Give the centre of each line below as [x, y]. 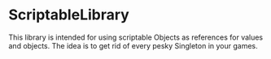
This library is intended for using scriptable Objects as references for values [136, 37]
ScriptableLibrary [69, 15]
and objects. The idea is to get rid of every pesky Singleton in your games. [133, 45]
